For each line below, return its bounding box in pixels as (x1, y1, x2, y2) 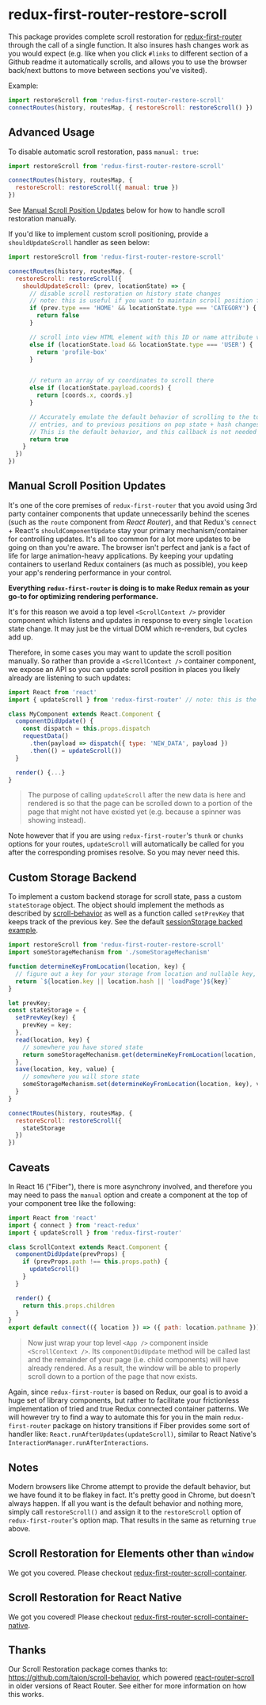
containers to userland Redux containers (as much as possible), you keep (8, 559, 248, 569)
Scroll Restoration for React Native (8, 1591, 182, 1604)
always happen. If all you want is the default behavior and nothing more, (8, 1499, 244, 1508)
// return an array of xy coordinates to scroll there (28, 377, 215, 385)
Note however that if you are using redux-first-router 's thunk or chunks (8, 831, 244, 840)
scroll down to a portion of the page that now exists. (27, 1372, 198, 1381)
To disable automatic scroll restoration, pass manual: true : (8, 147, 199, 156)
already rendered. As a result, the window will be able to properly (27, 1363, 241, 1373)
